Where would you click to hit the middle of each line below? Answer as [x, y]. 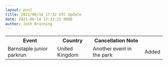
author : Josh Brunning [29, 24]
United [65, 49]
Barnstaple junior [28, 49]
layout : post [19, 10]
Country [72, 40]
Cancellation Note [116, 40]
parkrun [17, 55]
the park [102, 55]
